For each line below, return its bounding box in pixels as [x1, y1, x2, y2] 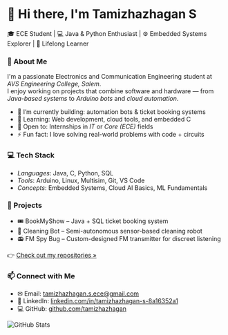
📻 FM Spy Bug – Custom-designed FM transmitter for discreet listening [17, 234, 221, 242]
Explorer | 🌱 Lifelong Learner [7, 39, 89, 48]
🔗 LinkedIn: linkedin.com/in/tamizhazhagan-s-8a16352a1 [17, 297, 178, 305]
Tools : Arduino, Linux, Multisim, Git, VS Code [17, 176, 145, 184]
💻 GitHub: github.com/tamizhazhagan [17, 305, 126, 313]
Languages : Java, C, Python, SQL [17, 169, 114, 177]
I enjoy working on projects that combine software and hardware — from [7, 87, 214, 95]
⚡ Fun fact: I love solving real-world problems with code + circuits [17, 131, 205, 139]
